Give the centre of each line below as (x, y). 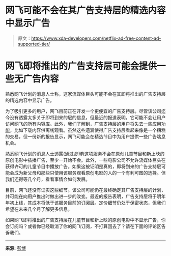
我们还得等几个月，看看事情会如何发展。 (48, 179)
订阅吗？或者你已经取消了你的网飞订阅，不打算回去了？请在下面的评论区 (85, 226)
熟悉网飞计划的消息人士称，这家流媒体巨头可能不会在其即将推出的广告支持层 (85, 94)
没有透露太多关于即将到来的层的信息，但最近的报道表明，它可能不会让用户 (88, 117)
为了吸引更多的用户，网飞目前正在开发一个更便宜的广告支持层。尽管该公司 (83, 111)
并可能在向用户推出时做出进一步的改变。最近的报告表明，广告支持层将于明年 (85, 196)
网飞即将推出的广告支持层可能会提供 (81, 66)
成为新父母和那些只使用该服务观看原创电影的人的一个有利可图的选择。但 (90, 173)
